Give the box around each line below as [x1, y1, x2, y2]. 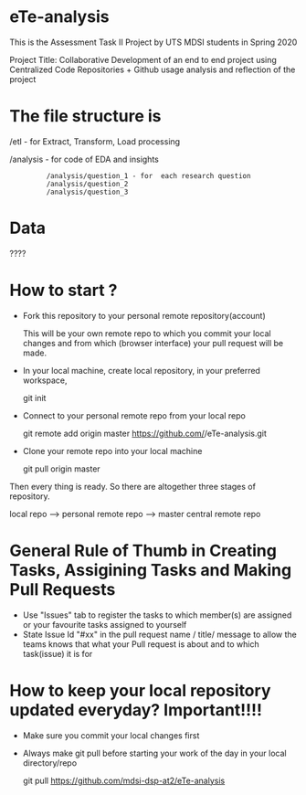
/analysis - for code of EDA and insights [9, 154, 160, 164]
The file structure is [9, 106, 162, 127]
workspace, [22, 375, 68, 386]
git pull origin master [22, 463, 100, 474]
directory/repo [22, 757, 78, 768]
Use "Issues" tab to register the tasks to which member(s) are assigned [22, 609, 292, 620]
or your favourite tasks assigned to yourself [22, 619, 187, 630]
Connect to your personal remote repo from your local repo [22, 409, 247, 421]
